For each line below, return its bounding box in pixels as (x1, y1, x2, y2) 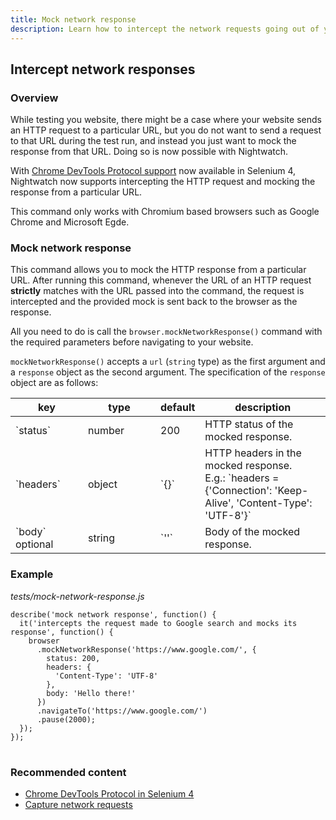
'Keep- (274, 484, 309, 498)
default (160, 401, 196, 415)
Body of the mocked (204, 525, 301, 539)
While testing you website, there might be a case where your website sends (10, 114, 322, 126)
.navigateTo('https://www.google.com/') (36, 706, 208, 716)
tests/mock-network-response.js (10, 590, 145, 602)
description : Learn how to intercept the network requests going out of (10, 24, 320, 34)
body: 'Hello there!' (46, 688, 137, 698)
